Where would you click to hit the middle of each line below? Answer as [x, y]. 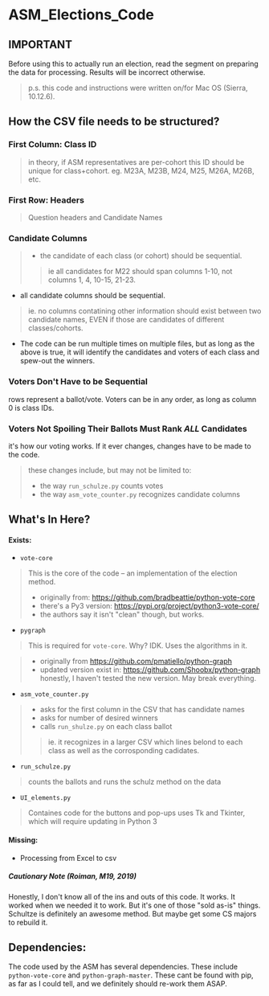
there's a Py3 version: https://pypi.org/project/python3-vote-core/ [149, 606]
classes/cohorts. [55, 328]
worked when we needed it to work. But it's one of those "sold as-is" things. [134, 905]
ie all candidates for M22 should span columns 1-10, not [140, 272]
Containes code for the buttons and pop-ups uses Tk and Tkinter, [137, 813]
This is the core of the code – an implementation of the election [132, 573]
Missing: [23, 840]
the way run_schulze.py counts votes [102, 486]
